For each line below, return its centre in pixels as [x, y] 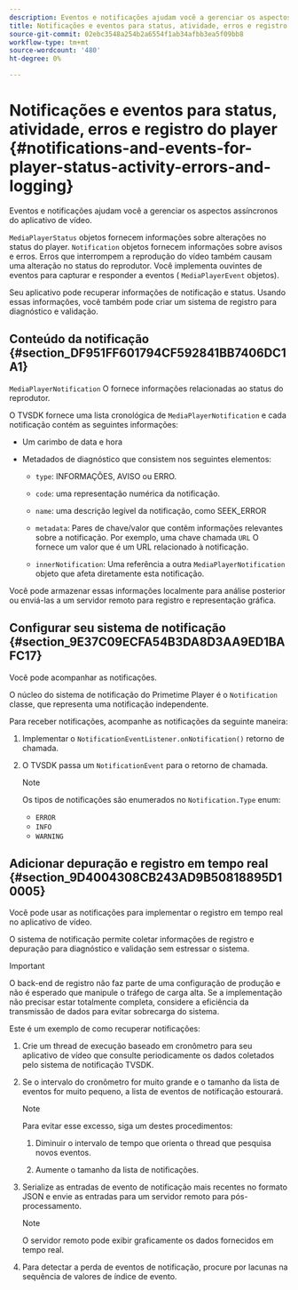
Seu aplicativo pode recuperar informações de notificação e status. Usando [148, 292]
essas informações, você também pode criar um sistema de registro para [143, 301]
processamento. [52, 1206]
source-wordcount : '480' [55, 51]
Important [27, 966]
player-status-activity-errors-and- [140, 168]
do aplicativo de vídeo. [51, 220]
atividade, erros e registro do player [143, 129]
